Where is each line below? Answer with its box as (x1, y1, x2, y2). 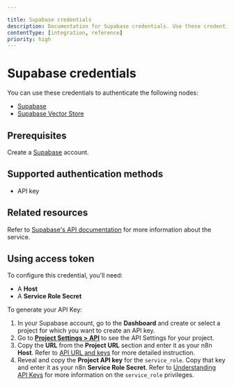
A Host (17, 284, 38, 293)
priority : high (7, 35, 52, 42)
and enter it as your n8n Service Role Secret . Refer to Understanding (17, 363, 217, 372)
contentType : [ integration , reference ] (7, 29, 123, 36)
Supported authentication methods (7, 168, 164, 180)
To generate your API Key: (7, 305, 82, 314)
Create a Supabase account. (7, 148, 89, 156)
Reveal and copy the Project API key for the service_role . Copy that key (17, 356, 226, 364)
